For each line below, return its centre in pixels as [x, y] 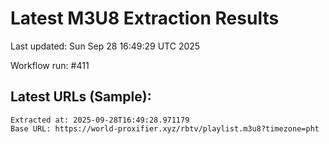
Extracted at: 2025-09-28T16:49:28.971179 [100, 120]
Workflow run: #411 [50, 65]
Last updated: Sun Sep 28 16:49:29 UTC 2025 [105, 46]
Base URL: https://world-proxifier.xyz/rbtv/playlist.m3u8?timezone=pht [165, 128]
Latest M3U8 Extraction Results [145, 18]
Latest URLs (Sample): [81, 97]
